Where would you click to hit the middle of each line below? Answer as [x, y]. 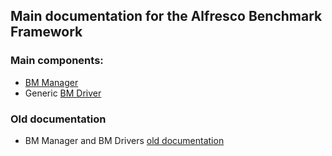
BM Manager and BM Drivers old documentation [124, 140]
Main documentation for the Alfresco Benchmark [166, 16]
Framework [46, 32]
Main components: [57, 61]
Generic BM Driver [63, 93]
